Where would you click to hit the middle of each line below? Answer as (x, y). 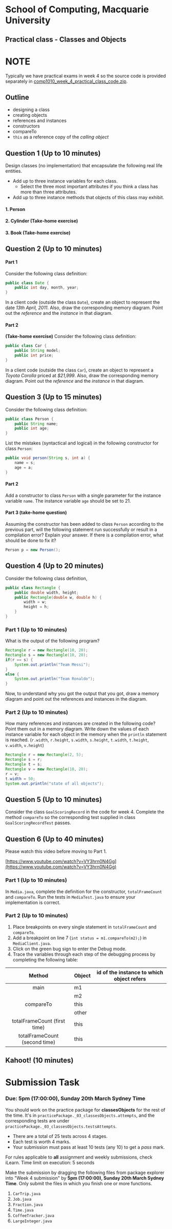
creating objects (30, 115)
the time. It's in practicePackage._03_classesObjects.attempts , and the (80, 1115)
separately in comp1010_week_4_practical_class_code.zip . (67, 81)
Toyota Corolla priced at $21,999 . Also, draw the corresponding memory (82, 375)
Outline (17, 97)
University (28, 20)
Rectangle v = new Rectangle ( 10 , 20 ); (47, 769)
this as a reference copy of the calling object (61, 137)
